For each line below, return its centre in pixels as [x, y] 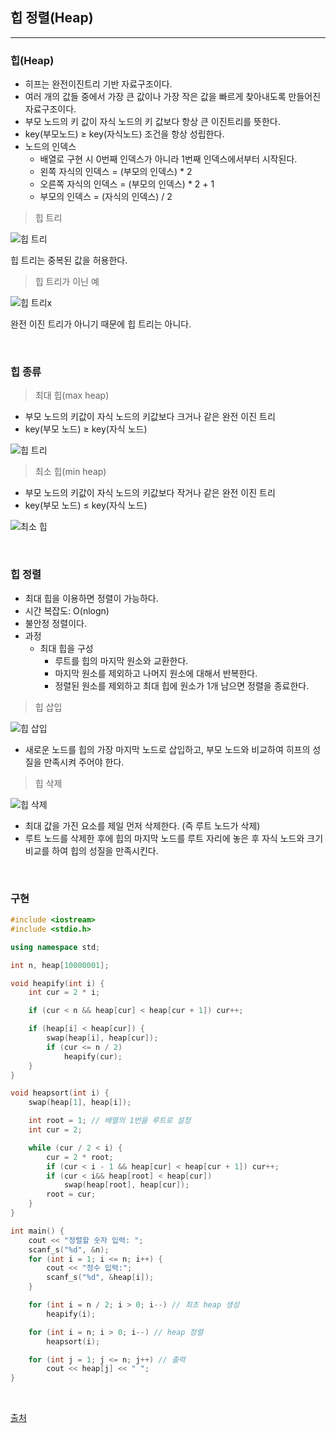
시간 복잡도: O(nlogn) [67, 610]
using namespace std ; [55, 947]
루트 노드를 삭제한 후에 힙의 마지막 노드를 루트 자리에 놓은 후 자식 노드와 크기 [174, 838]
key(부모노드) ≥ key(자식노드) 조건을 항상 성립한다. [124, 134]
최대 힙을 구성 [66, 648]
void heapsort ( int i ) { [60, 1093]
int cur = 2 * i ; [64, 993]
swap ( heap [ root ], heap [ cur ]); [126, 1185]
